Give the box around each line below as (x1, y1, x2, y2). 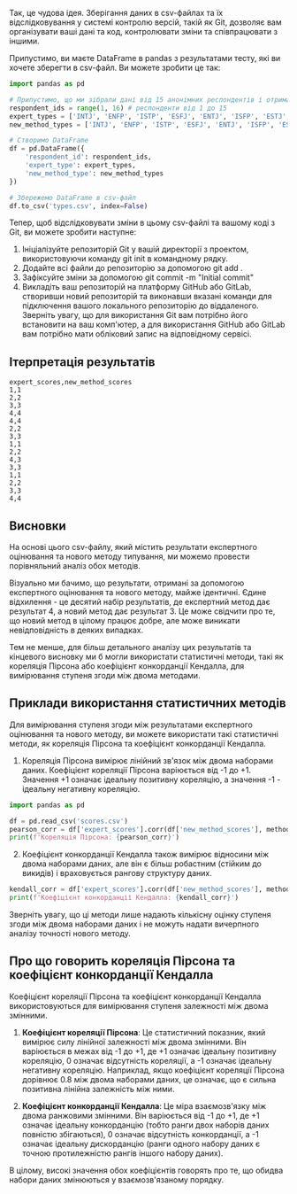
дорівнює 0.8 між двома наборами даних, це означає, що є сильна (21, 1074, 277, 1084)
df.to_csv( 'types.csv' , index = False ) (9, 201, 148, 211)
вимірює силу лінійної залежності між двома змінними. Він (21, 1036, 247, 1047)
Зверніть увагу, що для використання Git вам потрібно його (21, 310, 248, 321)
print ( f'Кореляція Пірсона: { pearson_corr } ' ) (9, 833, 179, 842)
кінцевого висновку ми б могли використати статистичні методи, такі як (9, 651, 284, 662)
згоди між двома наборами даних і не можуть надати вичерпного (9, 919, 259, 929)
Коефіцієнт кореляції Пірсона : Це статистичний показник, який (21, 1027, 266, 1037)
